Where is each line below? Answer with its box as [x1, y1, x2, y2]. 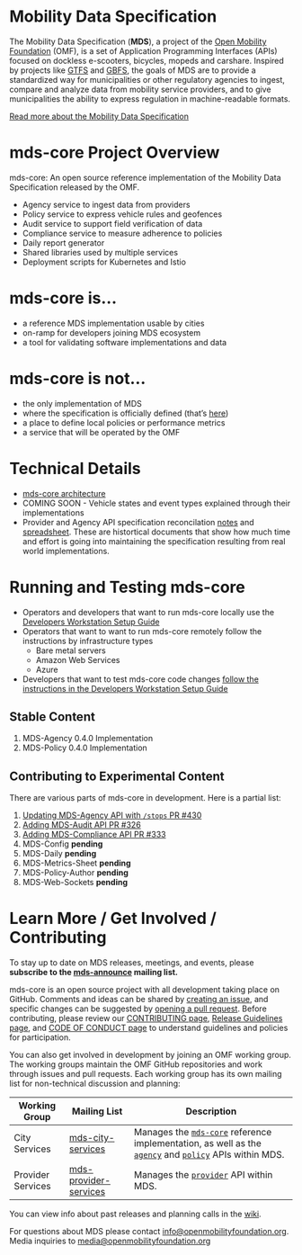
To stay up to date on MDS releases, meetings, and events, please [9, 957, 254, 968]
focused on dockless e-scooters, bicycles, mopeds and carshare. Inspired [9, 55, 285, 66]
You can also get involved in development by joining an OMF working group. [9, 1050, 292, 1061]
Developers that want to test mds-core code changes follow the [22, 673, 259, 685]
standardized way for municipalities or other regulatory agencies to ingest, [9, 74, 286, 85]
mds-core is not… [9, 369, 147, 389]
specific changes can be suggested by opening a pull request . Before [9, 1003, 267, 1014]
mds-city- [68, 1132, 115, 1144]
